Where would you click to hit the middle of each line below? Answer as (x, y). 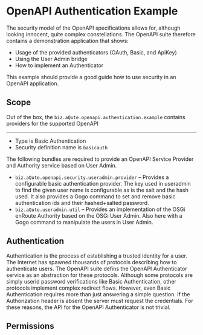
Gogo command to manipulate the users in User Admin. (84, 222)
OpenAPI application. (33, 83)
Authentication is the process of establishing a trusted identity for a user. (97, 256)
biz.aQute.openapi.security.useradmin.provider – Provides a (92, 177)
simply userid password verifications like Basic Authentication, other (92, 281)
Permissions (30, 326)
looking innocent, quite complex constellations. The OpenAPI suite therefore (101, 34)
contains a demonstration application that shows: (67, 41)
